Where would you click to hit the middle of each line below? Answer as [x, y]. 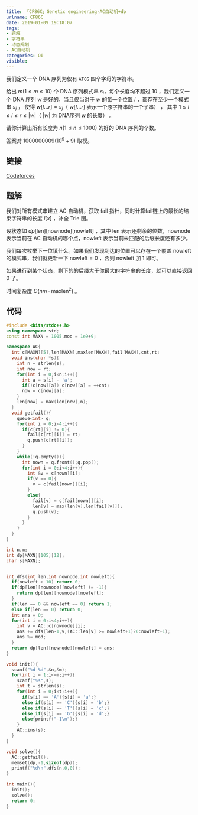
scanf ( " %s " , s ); [35, 681]
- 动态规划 [18, 45]
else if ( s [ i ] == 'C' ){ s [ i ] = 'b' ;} [66, 702]
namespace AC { [24, 347]
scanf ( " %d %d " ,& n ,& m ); [39, 670]
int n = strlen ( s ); [41, 364]
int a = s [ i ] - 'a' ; [47, 380]
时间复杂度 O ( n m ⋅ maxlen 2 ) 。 [43, 291]
